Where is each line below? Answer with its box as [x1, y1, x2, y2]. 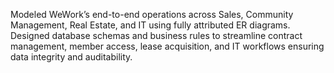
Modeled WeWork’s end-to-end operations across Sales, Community [10, 9, 294, 20]
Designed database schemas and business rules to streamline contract [10, 30, 303, 41]
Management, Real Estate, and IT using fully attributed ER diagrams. [10, 19, 291, 31]
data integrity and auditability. [10, 51, 133, 63]
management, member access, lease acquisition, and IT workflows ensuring [10, 40, 325, 52]
